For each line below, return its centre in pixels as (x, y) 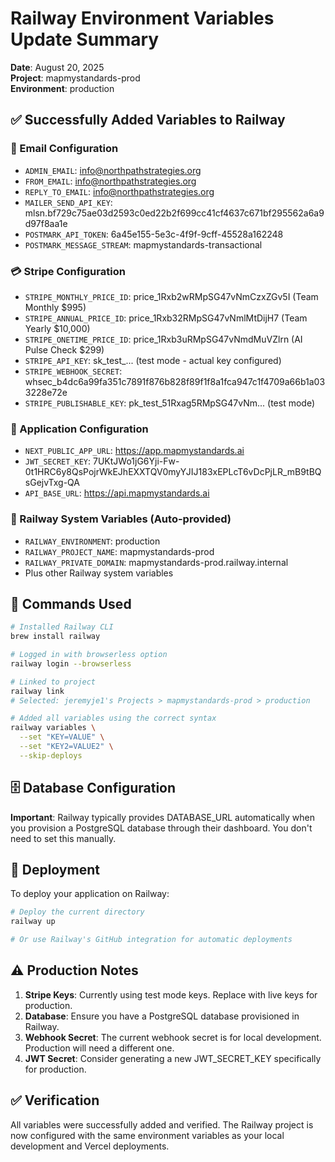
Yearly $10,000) (57, 328)
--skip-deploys (51, 755)
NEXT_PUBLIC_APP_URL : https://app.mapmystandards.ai (134, 451)
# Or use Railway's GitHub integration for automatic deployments (151, 940)
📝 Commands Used (71, 603)
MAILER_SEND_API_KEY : (68, 202)
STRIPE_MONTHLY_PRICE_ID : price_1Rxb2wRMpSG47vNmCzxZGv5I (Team (171, 296)
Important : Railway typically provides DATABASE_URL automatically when (162, 817)
